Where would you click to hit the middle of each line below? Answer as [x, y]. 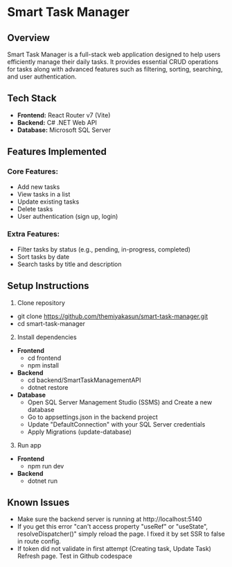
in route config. [39, 541]
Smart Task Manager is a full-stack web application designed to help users [114, 54]
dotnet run [42, 481]
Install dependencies [47, 337]
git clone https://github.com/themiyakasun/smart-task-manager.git [113, 316]
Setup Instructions [48, 286]
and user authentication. [42, 76]
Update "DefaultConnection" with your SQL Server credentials [116, 424]
